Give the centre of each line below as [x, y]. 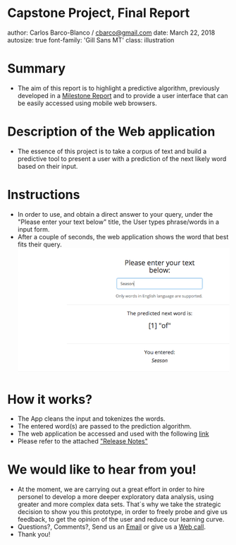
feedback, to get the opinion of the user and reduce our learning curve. [121, 520]
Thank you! [34, 534]
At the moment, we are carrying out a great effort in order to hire [111, 489]
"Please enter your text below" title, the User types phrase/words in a [118, 222]
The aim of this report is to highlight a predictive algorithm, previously [118, 88]
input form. [33, 229]
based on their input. [48, 166]
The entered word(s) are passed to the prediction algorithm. [104, 426]
